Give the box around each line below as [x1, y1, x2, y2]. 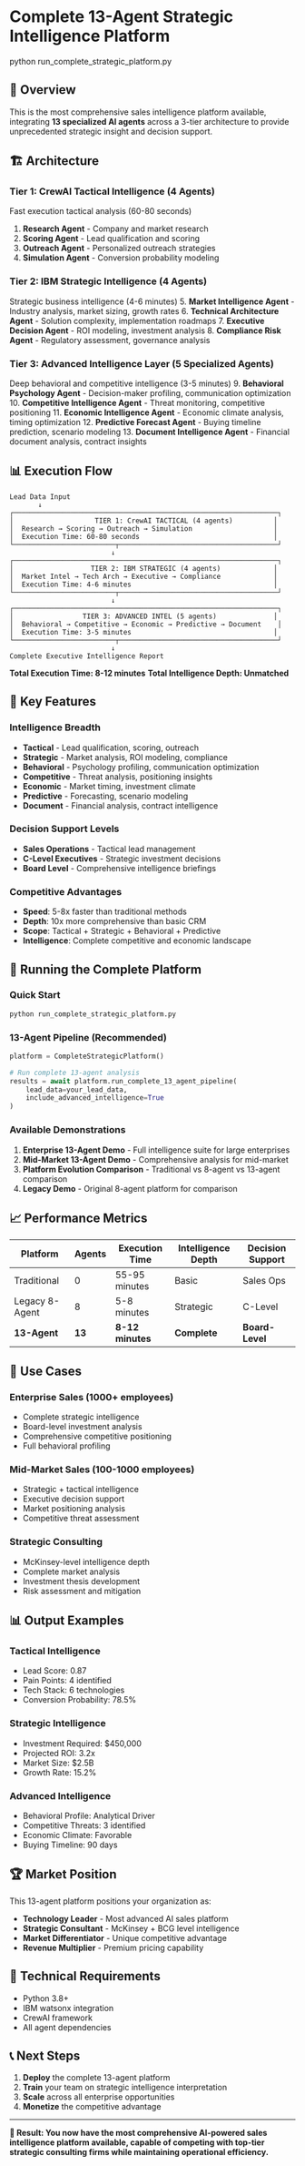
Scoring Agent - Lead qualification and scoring [22, 233, 201, 244]
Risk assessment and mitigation [22, 1585, 142, 1596]
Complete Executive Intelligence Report [9, 651, 165, 661]
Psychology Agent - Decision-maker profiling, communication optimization [9, 388, 291, 399]
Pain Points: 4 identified [22, 1675, 112, 1686]
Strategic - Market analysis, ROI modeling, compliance [22, 751, 229, 762]
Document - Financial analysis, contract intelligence [22, 799, 219, 811]
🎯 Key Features [9, 694, 97, 709]
